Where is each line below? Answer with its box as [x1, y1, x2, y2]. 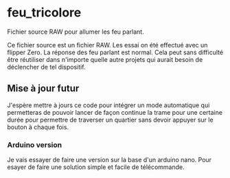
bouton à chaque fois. [7, 122, 69, 131]
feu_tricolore [7, 5, 82, 21]
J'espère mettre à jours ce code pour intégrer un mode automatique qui [7, 101, 210, 109]
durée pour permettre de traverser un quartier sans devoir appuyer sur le [7, 115, 214, 124]
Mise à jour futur [7, 82, 80, 94]
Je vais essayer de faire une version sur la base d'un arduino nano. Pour [7, 156, 211, 164]
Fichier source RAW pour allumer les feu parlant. [7, 27, 144, 36]
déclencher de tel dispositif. [7, 63, 86, 71]
